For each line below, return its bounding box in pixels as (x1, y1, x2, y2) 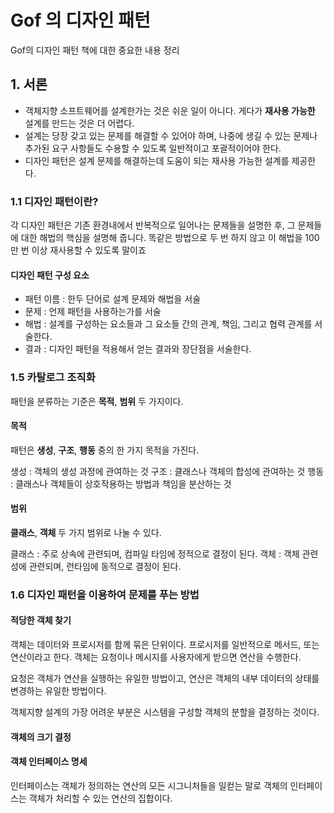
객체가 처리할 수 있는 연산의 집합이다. (28, 792, 173, 804)
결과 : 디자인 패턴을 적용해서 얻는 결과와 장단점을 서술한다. (24, 343, 252, 355)
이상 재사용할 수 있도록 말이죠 (31, 244, 147, 256)
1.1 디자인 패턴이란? (10, 194, 99, 208)
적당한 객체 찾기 (10, 614, 72, 626)
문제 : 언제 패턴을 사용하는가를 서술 (24, 306, 162, 318)
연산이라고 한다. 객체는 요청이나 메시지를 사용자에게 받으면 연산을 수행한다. (10, 651, 302, 663)
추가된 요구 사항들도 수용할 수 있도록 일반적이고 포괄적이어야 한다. (24, 142, 282, 154)
